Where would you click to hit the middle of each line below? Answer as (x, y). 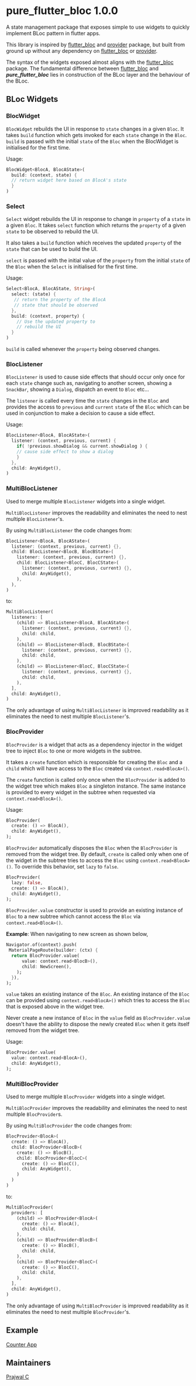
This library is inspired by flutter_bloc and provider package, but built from (96, 45)
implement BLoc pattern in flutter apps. (53, 33)
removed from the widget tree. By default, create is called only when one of (97, 854)
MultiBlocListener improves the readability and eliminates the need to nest (97, 512)
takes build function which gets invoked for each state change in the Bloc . (97, 135)
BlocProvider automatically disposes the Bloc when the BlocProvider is (92, 848)
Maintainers (29, 1363)
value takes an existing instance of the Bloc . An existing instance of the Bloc (98, 994)
